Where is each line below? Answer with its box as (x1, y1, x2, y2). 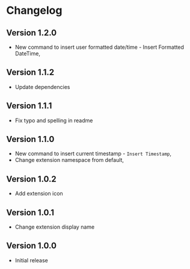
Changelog (6, 4, 63, 17)
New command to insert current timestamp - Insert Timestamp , (14, 150, 172, 157)
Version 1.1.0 (6, 134, 55, 144)
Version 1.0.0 (6, 241, 57, 251)
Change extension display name (14, 223, 95, 230)
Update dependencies (14, 83, 70, 90)
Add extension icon (14, 190, 63, 197)
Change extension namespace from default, (14, 156, 124, 164)
